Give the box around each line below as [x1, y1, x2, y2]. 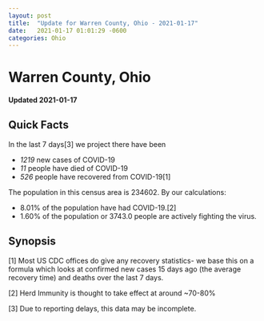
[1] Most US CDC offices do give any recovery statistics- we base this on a [8, 256, 254, 265]
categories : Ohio [8, 34, 66, 42]
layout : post [8, 11, 52, 20]
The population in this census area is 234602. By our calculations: [8, 187, 226, 196]
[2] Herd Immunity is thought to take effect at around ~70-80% [8, 288, 216, 298]
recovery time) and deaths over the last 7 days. [8, 272, 164, 282]
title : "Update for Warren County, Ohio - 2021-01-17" [8, 19, 198, 27]
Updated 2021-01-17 [8, 95, 78, 105]
